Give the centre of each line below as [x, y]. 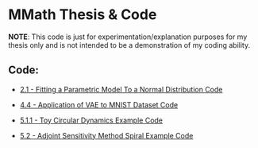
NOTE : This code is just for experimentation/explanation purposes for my [128, 37]
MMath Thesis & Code [83, 15]
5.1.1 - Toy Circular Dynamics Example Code [91, 120]
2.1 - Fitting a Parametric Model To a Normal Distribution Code [121, 89]
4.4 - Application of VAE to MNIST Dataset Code [99, 104]
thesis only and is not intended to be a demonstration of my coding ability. [129, 45]
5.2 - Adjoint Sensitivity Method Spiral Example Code [106, 135]
